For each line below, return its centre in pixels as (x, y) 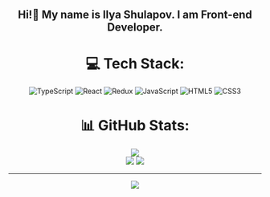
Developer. (135, 28)
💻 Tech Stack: (135, 63)
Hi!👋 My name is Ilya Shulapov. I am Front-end (135, 15)
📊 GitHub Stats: (135, 125)
